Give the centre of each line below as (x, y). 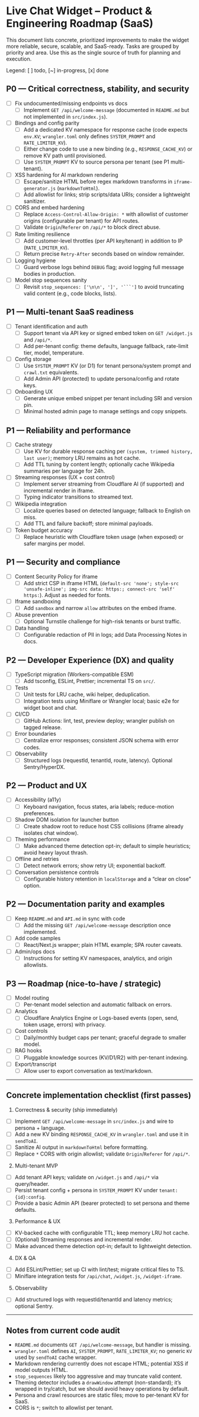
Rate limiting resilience (42, 234)
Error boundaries (35, 734)
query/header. (32, 1183)
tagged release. (43, 727)
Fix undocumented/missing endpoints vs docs (71, 103)
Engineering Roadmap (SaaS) (80, 23)
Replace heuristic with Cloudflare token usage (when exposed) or (103, 537)
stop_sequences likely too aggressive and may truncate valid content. (98, 1376)
